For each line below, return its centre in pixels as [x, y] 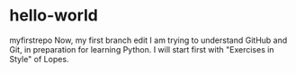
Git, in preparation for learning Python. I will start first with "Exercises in [142, 49]
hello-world [54, 16]
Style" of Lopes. [39, 59]
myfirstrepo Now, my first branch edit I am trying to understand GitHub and [148, 40]
